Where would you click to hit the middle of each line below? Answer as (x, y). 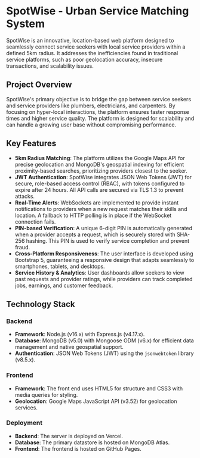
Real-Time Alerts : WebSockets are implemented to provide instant (97, 203)
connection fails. (35, 222)
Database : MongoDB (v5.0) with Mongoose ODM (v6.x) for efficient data (104, 341)
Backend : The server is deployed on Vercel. (69, 436)
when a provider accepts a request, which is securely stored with (95, 234)
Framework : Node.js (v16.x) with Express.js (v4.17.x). (80, 335)
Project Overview (39, 85)
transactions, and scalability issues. (50, 66)
